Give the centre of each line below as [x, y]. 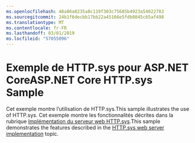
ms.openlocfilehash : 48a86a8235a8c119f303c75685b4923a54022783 [85, 11]
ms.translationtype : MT [35, 22]
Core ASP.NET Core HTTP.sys [79, 80]
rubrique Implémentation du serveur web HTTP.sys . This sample [83, 121]
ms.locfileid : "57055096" [38, 39]
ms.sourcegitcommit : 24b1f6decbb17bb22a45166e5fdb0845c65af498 [85, 17]
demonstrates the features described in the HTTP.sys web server [85, 127]
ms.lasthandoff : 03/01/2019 [41, 33]
